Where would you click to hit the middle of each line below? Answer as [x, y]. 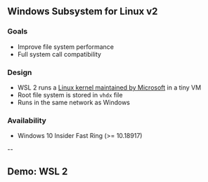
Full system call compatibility [59, 54]
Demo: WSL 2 [38, 171]
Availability [27, 120]
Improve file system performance [66, 47]
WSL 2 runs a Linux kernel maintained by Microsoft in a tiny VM [109, 87]
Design [20, 72]
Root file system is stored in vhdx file [70, 94]
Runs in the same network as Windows [73, 102]
